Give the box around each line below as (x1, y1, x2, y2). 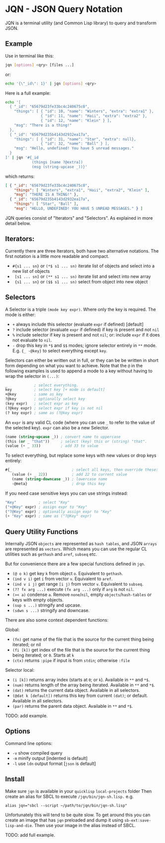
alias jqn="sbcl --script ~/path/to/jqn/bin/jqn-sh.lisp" (5, 803, 127, 808)
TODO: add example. (5, 713, 48, 719)
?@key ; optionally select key (5, 397, 85, 402)
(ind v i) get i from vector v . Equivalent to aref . (12, 576, 113, 582)
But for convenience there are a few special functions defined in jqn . (5, 561, 145, 567)
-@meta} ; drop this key (11, 481, 106, 486)
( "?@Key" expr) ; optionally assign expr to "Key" (5, 509, 112, 514)
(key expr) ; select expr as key (5, 401, 79, 406)
